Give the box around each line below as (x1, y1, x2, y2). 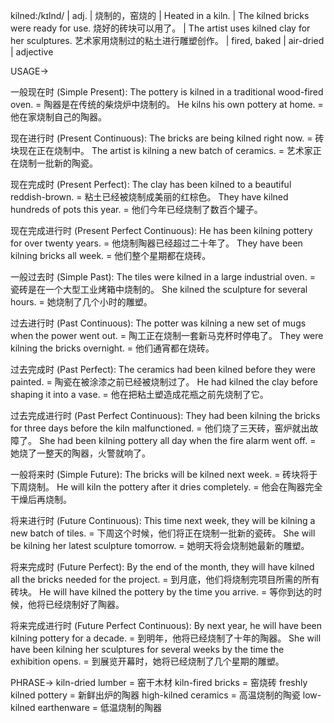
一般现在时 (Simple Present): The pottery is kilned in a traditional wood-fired (10, 86, 324, 98)
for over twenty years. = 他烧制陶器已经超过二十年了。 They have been (10, 237, 303, 249)
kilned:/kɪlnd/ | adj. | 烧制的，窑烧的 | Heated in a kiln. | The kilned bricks (10, 10, 310, 21)
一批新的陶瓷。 (36, 157, 98, 169)
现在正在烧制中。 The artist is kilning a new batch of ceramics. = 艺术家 (18, 145, 313, 156)
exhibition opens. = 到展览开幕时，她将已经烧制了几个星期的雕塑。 (10, 655, 285, 667)
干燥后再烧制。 (10, 494, 72, 505)
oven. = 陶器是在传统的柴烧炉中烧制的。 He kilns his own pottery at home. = (10, 99, 324, 110)
